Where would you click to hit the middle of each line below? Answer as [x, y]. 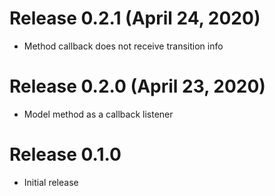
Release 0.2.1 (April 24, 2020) [135, 18]
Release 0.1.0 [65, 154]
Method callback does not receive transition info [123, 46]
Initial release [51, 182]
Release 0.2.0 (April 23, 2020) [137, 86]
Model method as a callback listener [98, 114]
